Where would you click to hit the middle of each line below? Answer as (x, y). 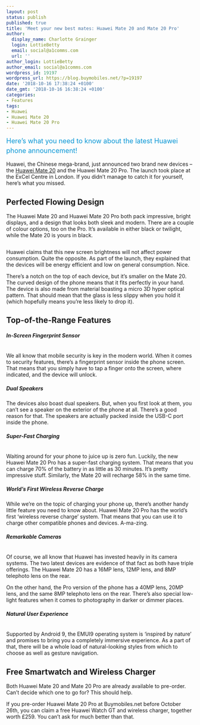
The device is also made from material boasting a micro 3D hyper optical (95, 289)
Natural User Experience (37, 614)
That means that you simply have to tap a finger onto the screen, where (94, 368)
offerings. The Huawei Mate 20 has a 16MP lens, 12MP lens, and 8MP (91, 569)
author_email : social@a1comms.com (49, 67)
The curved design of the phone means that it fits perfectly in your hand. (95, 282)
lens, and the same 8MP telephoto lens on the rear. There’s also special (94, 594)
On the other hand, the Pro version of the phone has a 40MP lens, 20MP (95, 587)
